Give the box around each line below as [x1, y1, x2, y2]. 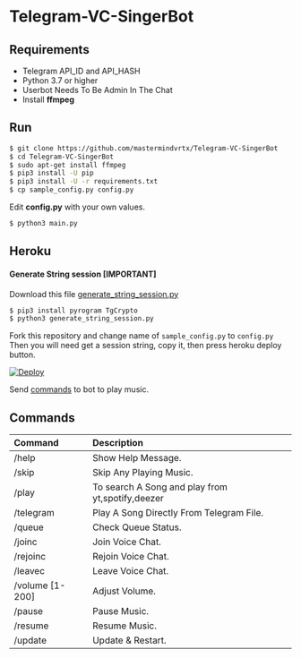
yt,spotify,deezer [92, 492, 164, 505]
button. [9, 349, 36, 360]
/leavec [13, 565, 46, 577]
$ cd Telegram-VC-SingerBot [9, 152, 115, 161]
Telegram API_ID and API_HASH [21, 65, 141, 76]
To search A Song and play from [92, 481, 228, 493]
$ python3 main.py [9, 219, 78, 228]
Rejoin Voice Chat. [92, 551, 170, 563]
